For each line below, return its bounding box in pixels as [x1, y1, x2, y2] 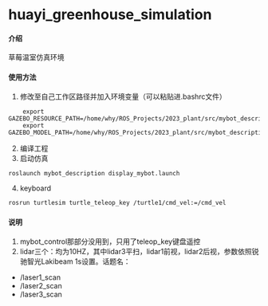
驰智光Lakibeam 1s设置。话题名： [19, 257, 131, 266]
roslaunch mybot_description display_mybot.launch [8, 169, 180, 177]
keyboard [19, 183, 52, 193]
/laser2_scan [19, 280, 62, 290]
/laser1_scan [19, 273, 61, 282]
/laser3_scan [19, 289, 62, 299]
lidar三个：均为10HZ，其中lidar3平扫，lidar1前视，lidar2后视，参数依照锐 [19, 246, 259, 256]
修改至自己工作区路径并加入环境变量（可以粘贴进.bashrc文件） [19, 92, 227, 101]
